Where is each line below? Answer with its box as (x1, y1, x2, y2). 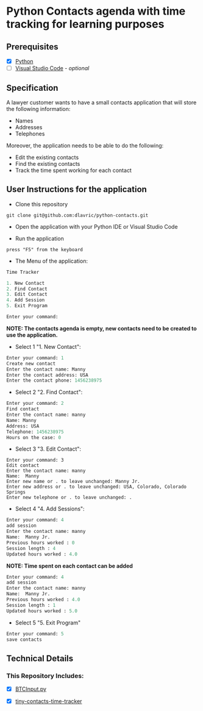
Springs (6, 489, 26, 495)
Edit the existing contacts (15, 154, 79, 161)
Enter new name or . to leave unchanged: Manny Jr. (6, 479, 140, 485)
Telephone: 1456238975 (6, 429, 64, 435)
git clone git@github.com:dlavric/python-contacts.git (6, 212, 149, 218)
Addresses (15, 123, 43, 130)
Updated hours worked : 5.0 (6, 608, 78, 614)
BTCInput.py (15, 685, 47, 693)
